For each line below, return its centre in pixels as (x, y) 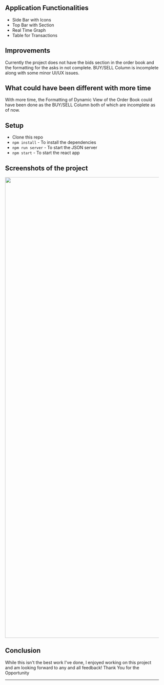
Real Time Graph (29, 30)
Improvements (28, 51)
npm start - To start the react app (46, 153)
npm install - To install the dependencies (54, 142)
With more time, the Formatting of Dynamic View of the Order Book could (79, 100)
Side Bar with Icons (31, 20)
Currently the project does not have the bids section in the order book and (80, 62)
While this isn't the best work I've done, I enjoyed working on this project (78, 662)
